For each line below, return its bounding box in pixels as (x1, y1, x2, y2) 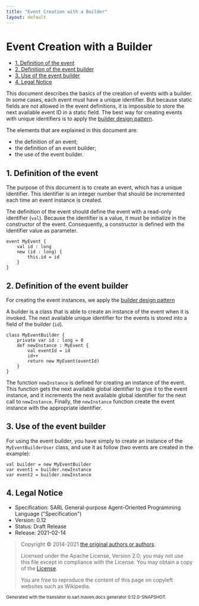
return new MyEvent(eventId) (27, 358, 100, 365)
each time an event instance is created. (6, 197, 103, 204)
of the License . (20, 564, 58, 572)
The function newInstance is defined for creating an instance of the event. (6, 379, 186, 387)
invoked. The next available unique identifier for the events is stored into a (6, 315, 187, 322)
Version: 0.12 (14, 516, 46, 523)
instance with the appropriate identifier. (6, 404, 103, 412)
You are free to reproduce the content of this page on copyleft (20, 576, 173, 583)
